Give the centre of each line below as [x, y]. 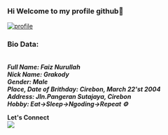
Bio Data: [23, 45]
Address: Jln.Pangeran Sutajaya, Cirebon [69, 96]
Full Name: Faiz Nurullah [44, 67]
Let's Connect [28, 117]
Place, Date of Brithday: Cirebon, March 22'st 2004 [84, 89]
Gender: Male [28, 81]
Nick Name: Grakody [38, 74]
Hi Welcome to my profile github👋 [65, 11]
